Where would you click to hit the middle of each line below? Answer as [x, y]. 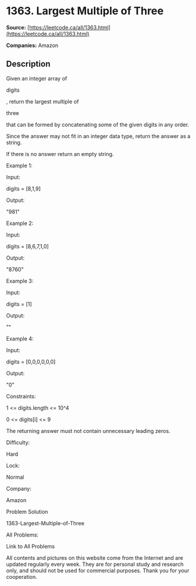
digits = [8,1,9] [23, 188]
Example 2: [20, 223]
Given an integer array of [37, 78]
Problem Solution [27, 512]
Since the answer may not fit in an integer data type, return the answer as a [98, 136]
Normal [15, 477]
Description [28, 64]
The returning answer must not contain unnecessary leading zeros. [88, 431]
